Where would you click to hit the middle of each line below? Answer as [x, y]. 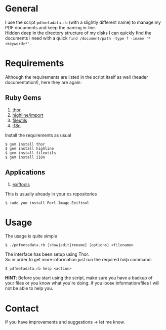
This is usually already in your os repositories [51, 194]
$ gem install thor [25, 144]
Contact [22, 308]
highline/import [28, 115]
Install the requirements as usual [38, 135]
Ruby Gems [23, 98]
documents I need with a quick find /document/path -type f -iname [75, 38]
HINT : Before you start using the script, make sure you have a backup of [79, 278]
